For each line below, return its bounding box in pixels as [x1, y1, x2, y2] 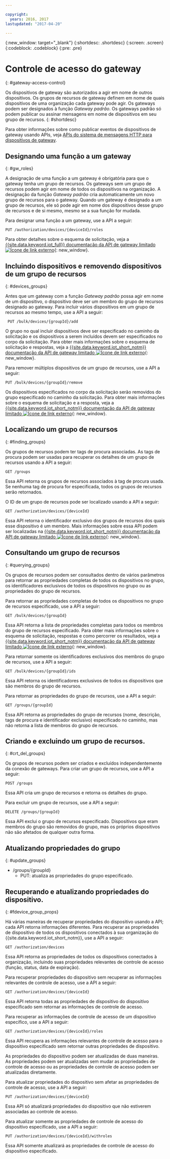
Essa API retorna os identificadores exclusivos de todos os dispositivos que [5, 677, 163, 683]
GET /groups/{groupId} [5, 702, 53, 708]
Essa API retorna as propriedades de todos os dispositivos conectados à [5, 954, 157, 959]
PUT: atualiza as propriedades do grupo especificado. [20, 872, 133, 879]
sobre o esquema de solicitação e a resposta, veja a [5, 399, 114, 405]
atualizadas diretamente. [5, 1069, 57, 1075]
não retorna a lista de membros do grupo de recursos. [5, 722, 118, 728]
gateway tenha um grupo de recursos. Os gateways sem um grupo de [5, 181, 151, 187]
